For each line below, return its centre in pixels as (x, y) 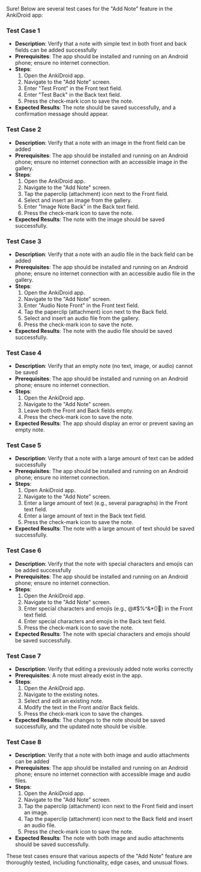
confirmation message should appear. (62, 114)
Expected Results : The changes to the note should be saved (90, 720)
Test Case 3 (24, 241)
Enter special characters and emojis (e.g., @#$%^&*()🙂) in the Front (108, 608)
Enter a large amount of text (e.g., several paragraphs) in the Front (106, 503)
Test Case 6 (24, 550)
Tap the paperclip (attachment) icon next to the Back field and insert (108, 819)
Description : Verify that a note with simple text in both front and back (101, 44)
